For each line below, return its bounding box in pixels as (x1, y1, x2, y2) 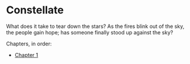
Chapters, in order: (6, 40, 52, 47)
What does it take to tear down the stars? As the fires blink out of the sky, (6, 23, 185, 30)
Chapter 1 (14, 51, 38, 58)
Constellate (6, 3, 64, 17)
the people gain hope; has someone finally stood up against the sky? (6, 29, 173, 35)
